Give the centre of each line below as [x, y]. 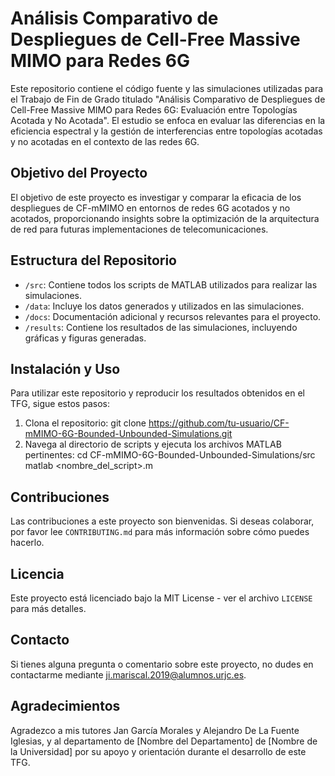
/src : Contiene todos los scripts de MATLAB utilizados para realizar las [171, 284]
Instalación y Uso [65, 368]
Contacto [40, 640]
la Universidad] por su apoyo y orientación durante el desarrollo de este [158, 751]
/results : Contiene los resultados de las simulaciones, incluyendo [161, 327]
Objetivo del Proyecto [79, 173]
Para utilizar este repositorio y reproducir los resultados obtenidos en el [158, 393]
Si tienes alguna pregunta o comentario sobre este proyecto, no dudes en [162, 664]
